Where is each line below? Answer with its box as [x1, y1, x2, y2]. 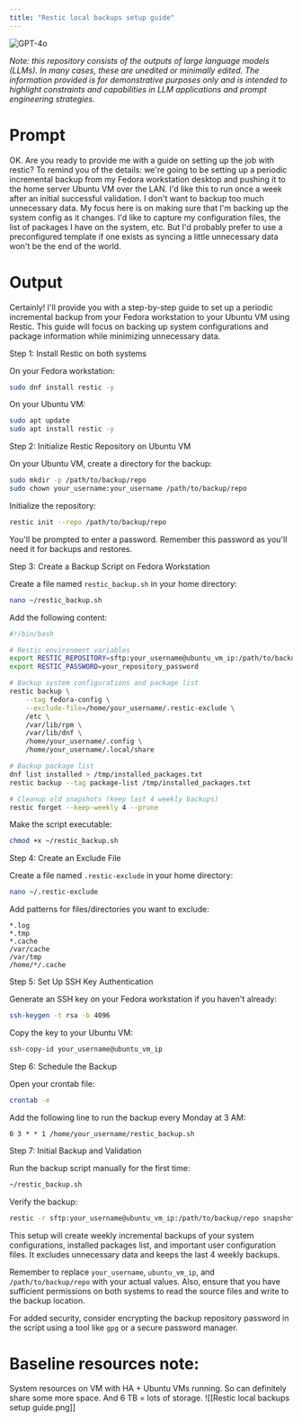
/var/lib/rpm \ [25, 720, 83, 729]
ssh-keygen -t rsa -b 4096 [9, 1011, 111, 1020]
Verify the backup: [9, 1196, 78, 1207]
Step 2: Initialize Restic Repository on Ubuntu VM [9, 441, 191, 452]
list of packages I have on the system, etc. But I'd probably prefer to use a [9, 221, 283, 232]
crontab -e [9, 1096, 50, 1105]
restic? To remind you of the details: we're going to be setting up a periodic [9, 164, 288, 175]
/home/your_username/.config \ [25, 737, 143, 746]
